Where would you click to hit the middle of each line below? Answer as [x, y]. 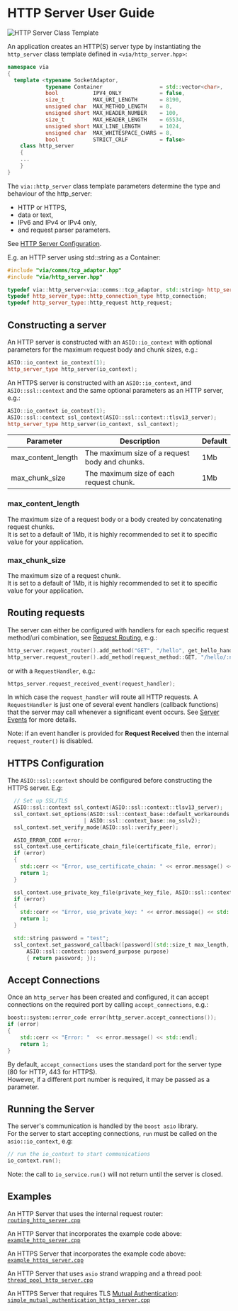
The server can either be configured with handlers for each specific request [118, 630]
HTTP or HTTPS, [42, 207]
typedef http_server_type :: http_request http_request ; [90, 303]
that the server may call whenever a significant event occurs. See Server [113, 712]
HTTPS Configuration [56, 763]
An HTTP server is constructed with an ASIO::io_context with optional [110, 342]
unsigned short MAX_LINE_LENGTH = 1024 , [113, 126]
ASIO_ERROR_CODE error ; [49, 840]
